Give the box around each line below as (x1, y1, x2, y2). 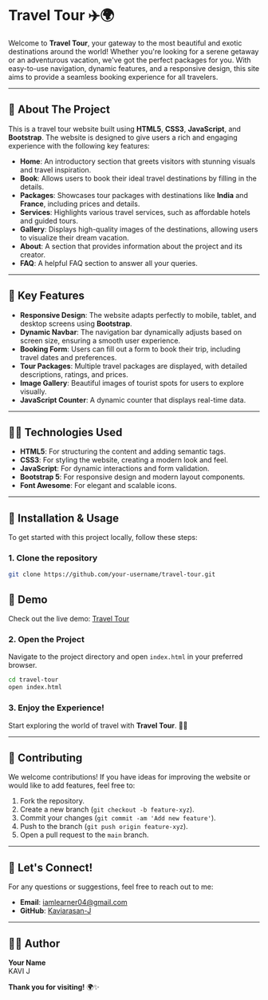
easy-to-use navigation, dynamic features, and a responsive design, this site (8, 63, 260, 73)
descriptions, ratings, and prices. (19, 369, 129, 379)
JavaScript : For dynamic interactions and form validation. (19, 464, 210, 474)
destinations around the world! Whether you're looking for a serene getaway (8, 46, 259, 56)
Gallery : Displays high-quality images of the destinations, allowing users (19, 224, 258, 234)
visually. (19, 387, 47, 396)
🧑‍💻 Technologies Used (8, 425, 123, 439)
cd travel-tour (8, 676, 59, 684)
